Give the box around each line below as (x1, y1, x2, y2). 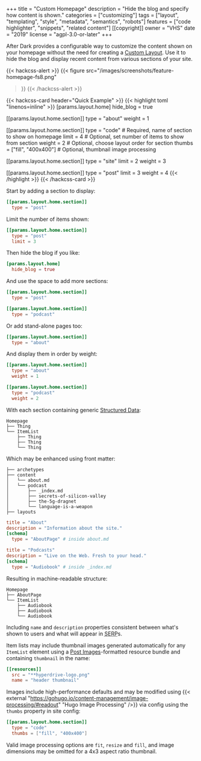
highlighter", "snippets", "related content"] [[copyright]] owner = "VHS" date (6, 24, 196, 31)
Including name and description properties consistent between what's (6, 623, 179, 631)
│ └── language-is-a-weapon (6, 503, 93, 509)
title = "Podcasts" (6, 547, 55, 553)
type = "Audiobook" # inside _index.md (11, 564, 112, 570)
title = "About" (6, 519, 47, 526)
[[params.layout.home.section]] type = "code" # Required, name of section (6, 127, 193, 133)
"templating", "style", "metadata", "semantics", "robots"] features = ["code (6, 18, 191, 25)
